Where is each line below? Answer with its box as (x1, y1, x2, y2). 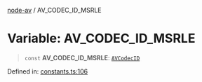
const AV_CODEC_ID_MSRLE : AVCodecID (24, 53, 140, 62)
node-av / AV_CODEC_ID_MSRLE (7, 6, 102, 14)
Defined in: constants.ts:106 (7, 67, 88, 76)
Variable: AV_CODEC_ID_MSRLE (7, 31, 196, 46)
